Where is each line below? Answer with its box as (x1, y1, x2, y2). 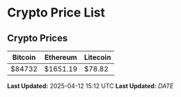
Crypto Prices (7, 32, 68, 44)
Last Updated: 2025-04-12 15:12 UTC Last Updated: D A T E (7, 82, 174, 90)
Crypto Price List (7, 5, 105, 21)
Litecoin (83, 53, 111, 62)
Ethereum (44, 53, 78, 62)
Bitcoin (12, 53, 36, 62)
